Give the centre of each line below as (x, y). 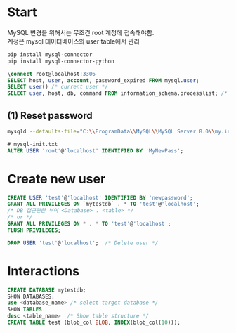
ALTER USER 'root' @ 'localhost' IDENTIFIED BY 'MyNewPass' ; (96, 151)
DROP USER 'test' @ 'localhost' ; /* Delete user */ (83, 243)
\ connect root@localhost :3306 (52, 74)
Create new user (57, 179)
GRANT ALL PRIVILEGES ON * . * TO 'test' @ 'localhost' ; (89, 224)
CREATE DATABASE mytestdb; (47, 290)
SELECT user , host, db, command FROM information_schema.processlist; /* (118, 93)
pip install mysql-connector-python (61, 61)
